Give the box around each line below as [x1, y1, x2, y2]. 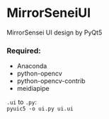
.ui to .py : [6, 98, 37, 106]
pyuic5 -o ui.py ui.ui [6, 106, 74, 113]
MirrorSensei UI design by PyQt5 [6, 28, 103, 37]
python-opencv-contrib [16, 77, 86, 85]
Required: [6, 46, 42, 56]
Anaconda [16, 62, 47, 70]
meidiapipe [16, 84, 50, 93]
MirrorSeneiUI [6, 5, 91, 21]
